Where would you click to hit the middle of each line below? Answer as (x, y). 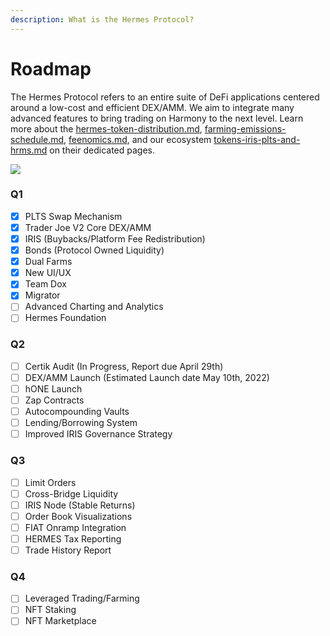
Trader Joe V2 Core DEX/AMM (88, 227)
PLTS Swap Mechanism (73, 216)
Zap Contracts (54, 400)
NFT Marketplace (60, 621)
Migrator (42, 295)
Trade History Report (68, 550)
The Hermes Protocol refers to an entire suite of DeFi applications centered (165, 97)
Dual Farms (48, 262)
